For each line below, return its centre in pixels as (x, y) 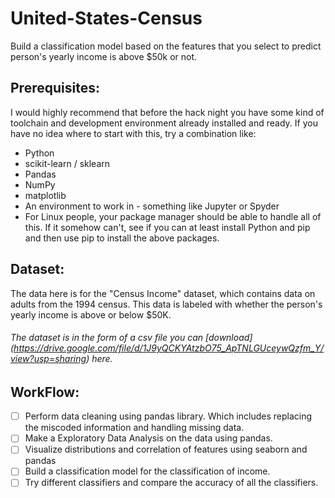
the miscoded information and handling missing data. (134, 428)
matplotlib (45, 195)
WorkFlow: (45, 392)
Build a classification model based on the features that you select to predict (166, 46)
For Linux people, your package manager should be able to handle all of (173, 216)
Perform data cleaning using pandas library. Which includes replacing (168, 416)
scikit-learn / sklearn (67, 163)
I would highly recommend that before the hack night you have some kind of (167, 112)
